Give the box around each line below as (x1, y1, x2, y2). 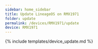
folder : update (5, 16, 36, 21)
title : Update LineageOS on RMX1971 (5, 12, 79, 16)
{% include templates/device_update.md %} (5, 38, 94, 44)
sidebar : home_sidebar (5, 7, 51, 12)
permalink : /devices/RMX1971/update (5, 20, 79, 26)
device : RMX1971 (5, 25, 38, 30)
